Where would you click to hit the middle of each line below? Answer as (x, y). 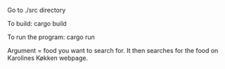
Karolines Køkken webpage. (48, 58)
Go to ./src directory (37, 10)
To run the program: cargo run (51, 37)
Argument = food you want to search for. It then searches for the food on (113, 51)
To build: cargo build (37, 23)
